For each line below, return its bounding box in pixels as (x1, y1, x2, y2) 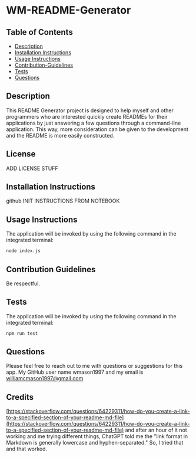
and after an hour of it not (125, 426, 187, 434)
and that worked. (6, 445, 48, 452)
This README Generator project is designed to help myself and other (6, 107, 174, 114)
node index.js (6, 248, 41, 254)
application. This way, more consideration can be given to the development (6, 125, 188, 133)
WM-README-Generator (6, 4, 131, 17)
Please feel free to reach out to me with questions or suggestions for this (6, 363, 183, 370)
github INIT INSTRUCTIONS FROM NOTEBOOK (6, 197, 120, 204)
